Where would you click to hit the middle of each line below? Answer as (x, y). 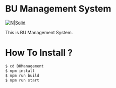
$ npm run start (22, 80)
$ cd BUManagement (24, 66)
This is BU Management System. (39, 32)
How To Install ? (39, 53)
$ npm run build (22, 75)
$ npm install (20, 71)
